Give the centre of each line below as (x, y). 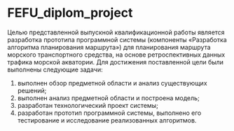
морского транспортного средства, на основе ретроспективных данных (116, 55)
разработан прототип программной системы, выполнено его (109, 113)
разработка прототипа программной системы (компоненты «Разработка (117, 39)
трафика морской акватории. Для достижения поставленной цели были (116, 62)
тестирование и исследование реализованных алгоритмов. (107, 120)
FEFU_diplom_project (70, 13)
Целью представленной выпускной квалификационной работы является (116, 32)
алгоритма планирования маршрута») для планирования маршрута (109, 47)
